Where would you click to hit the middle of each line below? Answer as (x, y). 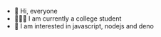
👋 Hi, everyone (36, 11)
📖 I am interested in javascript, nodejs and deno (84, 26)
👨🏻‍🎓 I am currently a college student (68, 18)
